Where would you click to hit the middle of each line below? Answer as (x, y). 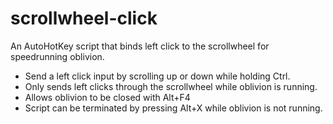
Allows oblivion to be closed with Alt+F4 (107, 97)
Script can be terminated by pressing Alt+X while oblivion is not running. (173, 108)
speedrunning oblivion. (57, 56)
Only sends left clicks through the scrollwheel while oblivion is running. (171, 86)
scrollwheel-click (84, 18)
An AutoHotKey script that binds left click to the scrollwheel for (140, 46)
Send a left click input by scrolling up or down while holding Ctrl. (157, 76)
